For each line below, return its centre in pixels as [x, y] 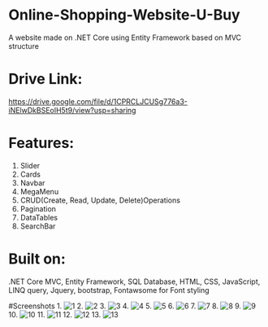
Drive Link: [45, 79]
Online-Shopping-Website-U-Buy [125, 15]
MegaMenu [39, 191]
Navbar [32, 183]
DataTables [39, 217]
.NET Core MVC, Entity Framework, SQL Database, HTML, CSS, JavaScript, [134, 281]
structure [24, 46]
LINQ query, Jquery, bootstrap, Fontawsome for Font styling [109, 290]
